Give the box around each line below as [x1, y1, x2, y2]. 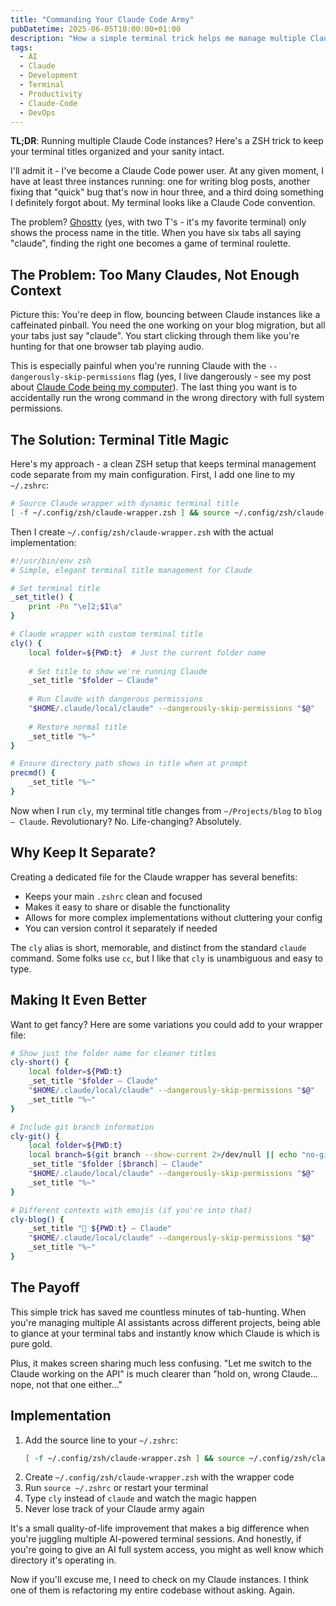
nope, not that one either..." [10, 1378, 123, 1390]
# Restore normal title [28, 722, 128, 732]
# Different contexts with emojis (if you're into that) [10, 1205, 253, 1215]
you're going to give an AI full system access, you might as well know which [10, 1544, 324, 1556]
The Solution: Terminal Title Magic [10, 431, 230, 448]
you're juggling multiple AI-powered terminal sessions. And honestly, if [10, 1533, 302, 1545]
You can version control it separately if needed [24, 922, 218, 934]
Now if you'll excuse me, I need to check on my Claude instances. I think [10, 1574, 309, 1586]
